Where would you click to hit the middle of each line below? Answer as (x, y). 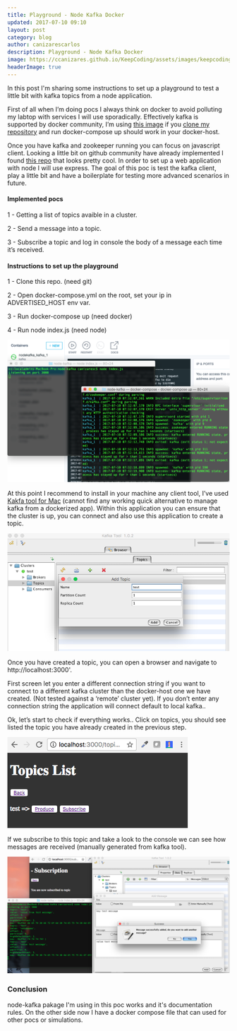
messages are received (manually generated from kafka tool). (97, 847)
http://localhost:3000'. (40, 669)
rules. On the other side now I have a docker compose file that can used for (117, 1012)
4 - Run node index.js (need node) (57, 330)
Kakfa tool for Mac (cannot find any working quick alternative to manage (113, 501)
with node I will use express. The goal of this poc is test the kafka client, (112, 168)
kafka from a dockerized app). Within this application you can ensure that (114, 508)
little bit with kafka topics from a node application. (80, 95)
